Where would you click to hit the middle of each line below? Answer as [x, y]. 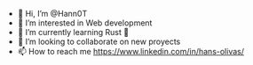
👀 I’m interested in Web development [85, 23]
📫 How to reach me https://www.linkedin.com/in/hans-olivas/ [130, 51]
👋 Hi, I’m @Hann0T [52, 14]
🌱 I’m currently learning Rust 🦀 [73, 32]
